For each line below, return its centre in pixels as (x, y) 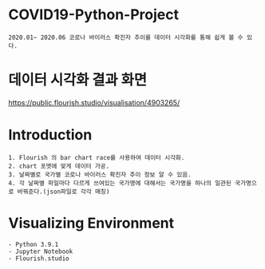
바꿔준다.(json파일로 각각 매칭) (63, 192)
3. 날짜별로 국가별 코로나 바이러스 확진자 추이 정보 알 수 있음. (100, 174)
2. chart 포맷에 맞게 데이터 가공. (59, 166)
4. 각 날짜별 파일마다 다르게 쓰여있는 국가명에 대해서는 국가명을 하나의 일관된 (120, 183)
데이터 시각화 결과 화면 (78, 80)
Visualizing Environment (91, 223)
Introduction (50, 135)
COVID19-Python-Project (94, 15)
